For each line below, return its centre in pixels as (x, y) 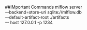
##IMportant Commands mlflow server (43, 7)
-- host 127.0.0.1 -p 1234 (29, 22)
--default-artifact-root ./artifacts (37, 17)
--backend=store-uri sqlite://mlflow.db (43, 12)
